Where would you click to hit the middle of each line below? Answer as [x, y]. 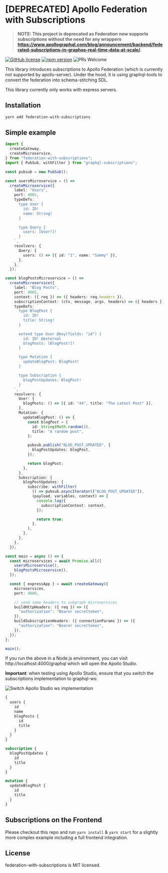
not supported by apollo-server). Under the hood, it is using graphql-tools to [84, 74]
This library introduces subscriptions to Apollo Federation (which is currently [84, 69]
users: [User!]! [40, 232]
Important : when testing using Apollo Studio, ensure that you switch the [79, 673]
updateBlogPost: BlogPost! [51, 362]
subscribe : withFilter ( [52, 487]
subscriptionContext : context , [73, 505]
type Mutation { [35, 357]
